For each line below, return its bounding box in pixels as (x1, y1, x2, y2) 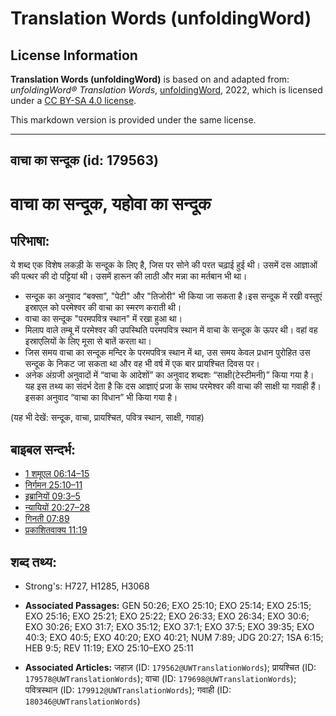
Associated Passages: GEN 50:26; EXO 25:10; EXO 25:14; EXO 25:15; (24, 600, 312, 612)
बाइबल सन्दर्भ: (10, 441, 77, 458)
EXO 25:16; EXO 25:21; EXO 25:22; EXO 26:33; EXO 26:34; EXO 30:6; (24, 610, 310, 622)
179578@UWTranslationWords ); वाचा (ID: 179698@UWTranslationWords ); (24, 673, 297, 685)
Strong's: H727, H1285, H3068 (24, 580, 150, 592)
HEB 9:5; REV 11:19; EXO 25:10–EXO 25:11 (24, 642, 194, 654)
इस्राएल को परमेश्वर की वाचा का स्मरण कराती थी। (24, 302, 182, 314)
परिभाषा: (10, 232, 50, 249)
